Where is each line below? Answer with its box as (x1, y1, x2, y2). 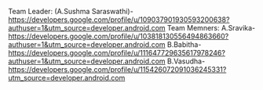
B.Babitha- (167, 40, 202, 49)
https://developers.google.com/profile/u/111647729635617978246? (8, 49, 226, 57)
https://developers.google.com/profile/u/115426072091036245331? (8, 65, 227, 74)
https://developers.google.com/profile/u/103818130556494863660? (8, 31, 229, 41)
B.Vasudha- (167, 56, 206, 66)
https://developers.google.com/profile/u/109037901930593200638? (8, 15, 230, 24)
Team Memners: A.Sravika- (167, 23, 256, 32)
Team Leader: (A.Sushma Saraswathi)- (8, 7, 133, 16)
